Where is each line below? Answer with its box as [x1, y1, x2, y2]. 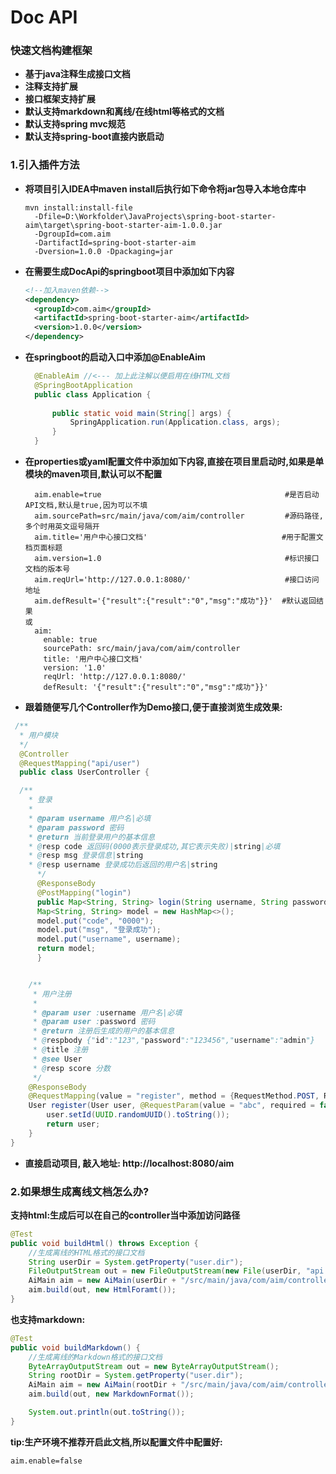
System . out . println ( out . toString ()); [28, 1407, 186, 1418]
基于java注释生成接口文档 [24, 68, 131, 80]
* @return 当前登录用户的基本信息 [28, 832, 156, 842]
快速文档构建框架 [10, 44, 93, 58]
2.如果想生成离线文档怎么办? [10, 1184, 150, 1198]
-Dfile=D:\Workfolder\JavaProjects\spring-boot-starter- [34, 211, 277, 221]
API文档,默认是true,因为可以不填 [24, 501, 148, 511]
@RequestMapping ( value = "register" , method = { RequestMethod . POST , [28, 1091, 320, 1101]
